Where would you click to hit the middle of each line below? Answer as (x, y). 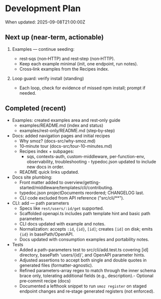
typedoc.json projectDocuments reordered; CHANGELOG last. (82, 193)
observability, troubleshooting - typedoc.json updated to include (91, 161)
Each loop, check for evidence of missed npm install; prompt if (82, 88)
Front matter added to (41, 182)
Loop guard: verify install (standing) (48, 78)
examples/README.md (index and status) (61, 125)
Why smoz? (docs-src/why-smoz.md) (57, 141)
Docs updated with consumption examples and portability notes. (84, 239)
